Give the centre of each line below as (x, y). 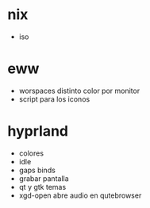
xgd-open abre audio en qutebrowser (80, 195)
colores (31, 153)
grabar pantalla (44, 178)
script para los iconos (54, 99)
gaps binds (37, 170)
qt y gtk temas (42, 187)
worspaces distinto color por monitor (79, 91)
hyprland (38, 131)
